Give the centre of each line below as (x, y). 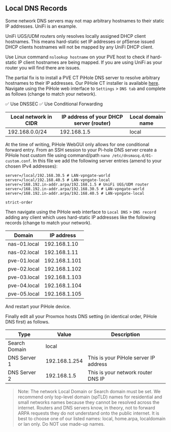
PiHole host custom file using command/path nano (58, 155)
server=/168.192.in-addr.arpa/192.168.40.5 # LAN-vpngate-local (75, 193)
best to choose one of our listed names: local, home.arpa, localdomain (92, 418)
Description (125, 334)
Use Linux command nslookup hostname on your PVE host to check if (77, 57)
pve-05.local (24, 293)
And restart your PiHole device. (38, 306)
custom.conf (18, 161)
